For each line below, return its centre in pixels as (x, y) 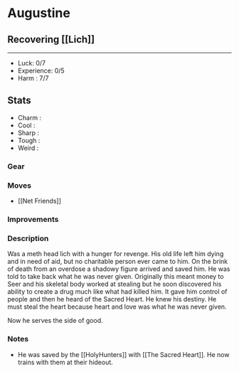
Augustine (39, 13)
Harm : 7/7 (33, 78)
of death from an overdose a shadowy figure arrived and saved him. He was (119, 269)
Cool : (26, 125)
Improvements (33, 219)
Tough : (29, 140)
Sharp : (28, 132)
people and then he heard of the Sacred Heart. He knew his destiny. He (112, 299)
